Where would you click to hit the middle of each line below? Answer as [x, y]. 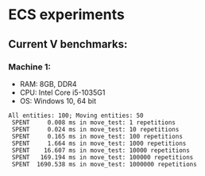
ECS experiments [66, 15]
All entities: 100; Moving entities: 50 [76, 115]
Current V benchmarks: [68, 44]
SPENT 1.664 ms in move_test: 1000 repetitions [99, 143]
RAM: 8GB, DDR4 [48, 84]
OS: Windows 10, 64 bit [58, 100]
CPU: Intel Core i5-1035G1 [62, 92]
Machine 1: [30, 67]
